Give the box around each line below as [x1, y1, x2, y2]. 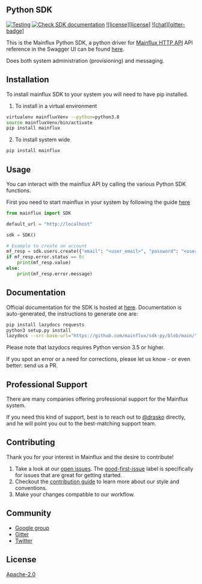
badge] [6, 27, 24, 34]
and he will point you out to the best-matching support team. [6, 420, 156, 427]
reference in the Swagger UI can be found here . [6, 45, 125, 52]
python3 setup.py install [6, 327, 71, 334]
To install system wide [14, 136, 70, 144]
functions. [6, 186, 31, 194]
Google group [14, 524, 49, 532]
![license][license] [106, 21, 151, 28]
